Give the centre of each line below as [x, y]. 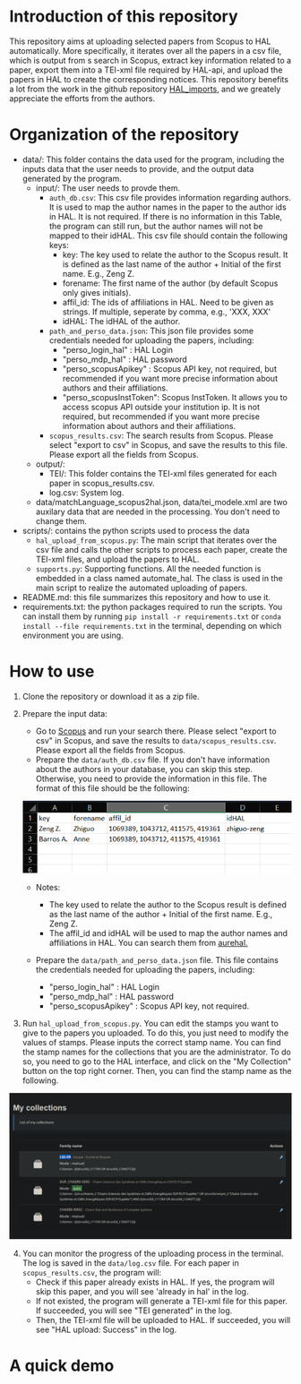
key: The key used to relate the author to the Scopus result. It [175, 254]
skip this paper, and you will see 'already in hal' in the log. [142, 1292]
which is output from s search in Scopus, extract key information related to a [150, 60]
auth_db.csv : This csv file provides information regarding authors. [170, 197]
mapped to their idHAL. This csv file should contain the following [168, 236]
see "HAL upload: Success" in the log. [106, 1330]
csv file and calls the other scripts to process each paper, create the [162, 549]
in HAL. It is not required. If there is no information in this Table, [166, 216]
